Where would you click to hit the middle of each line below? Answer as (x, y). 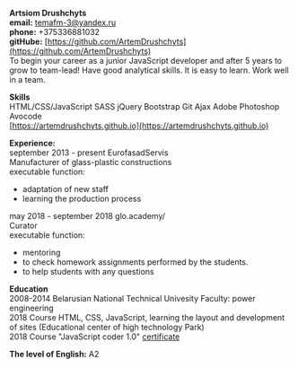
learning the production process (82, 198)
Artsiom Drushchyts (48, 13)
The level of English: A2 (54, 354)
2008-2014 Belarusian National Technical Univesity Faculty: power (132, 298)
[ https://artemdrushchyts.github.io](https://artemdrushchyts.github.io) (139, 126)
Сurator (23, 225)
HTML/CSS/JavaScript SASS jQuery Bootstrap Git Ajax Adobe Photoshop (145, 106)
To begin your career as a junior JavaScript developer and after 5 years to (146, 61)
